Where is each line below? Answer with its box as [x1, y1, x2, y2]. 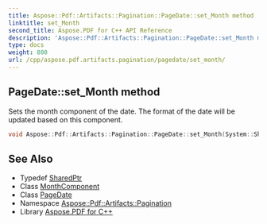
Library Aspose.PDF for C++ [19, 207, 114, 217]
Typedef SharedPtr [19, 173, 83, 183]
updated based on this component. [8, 114, 123, 124]
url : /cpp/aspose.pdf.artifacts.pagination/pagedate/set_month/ [8, 56, 226, 64]
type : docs [8, 41, 44, 49]
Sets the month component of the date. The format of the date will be [8, 106, 236, 116]
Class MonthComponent [19, 182, 100, 191]
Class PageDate [19, 190, 73, 199]
